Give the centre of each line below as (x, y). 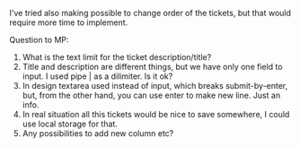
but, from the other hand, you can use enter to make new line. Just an (151, 95)
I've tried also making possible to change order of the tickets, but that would (150, 13)
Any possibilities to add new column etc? (98, 133)
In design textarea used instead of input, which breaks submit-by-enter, (155, 86)
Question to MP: (39, 40)
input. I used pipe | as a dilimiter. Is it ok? (97, 76)
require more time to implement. (69, 22)
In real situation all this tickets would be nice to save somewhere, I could (156, 114)
